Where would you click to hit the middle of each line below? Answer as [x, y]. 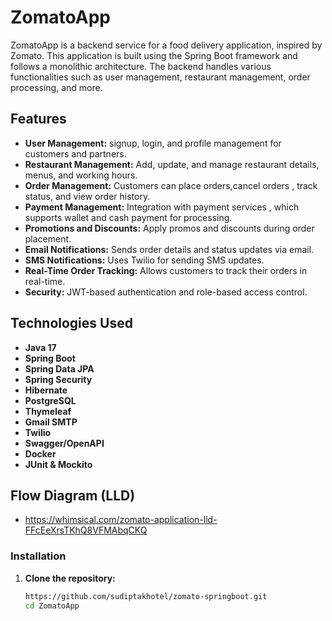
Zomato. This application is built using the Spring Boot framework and [154, 55]
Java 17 [40, 347]
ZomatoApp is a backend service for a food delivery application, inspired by [166, 45]
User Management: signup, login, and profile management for [153, 143]
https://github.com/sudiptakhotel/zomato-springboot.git [146, 596]
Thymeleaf [48, 411]
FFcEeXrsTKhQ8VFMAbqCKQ [86, 530]
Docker [40, 453]
